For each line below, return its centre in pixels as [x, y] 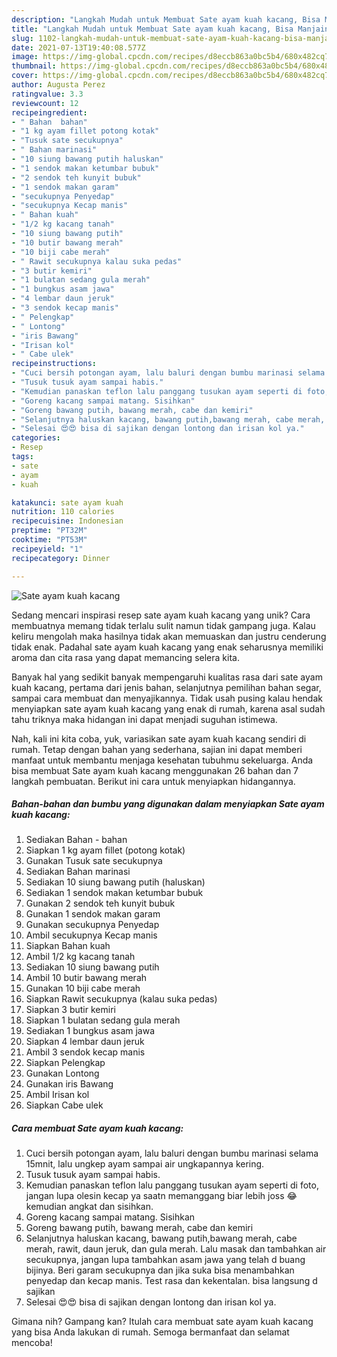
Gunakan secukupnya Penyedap [92, 925]
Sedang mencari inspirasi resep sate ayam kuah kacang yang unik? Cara [161, 615]
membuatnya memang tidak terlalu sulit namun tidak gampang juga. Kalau [163, 625]
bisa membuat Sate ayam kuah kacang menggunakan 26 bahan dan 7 [155, 770]
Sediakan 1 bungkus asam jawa [90, 1031]
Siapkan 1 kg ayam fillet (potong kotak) [105, 850]
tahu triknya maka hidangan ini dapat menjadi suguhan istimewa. [144, 719]
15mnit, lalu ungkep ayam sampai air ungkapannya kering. [145, 1164]
